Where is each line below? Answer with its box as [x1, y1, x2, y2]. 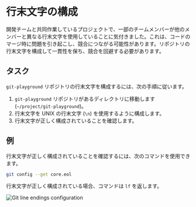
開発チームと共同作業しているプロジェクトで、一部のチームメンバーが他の [6, 26, 185, 33]
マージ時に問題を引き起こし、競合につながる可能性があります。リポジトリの [6, 40, 190, 47]
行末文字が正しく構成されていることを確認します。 [14, 117, 137, 124]
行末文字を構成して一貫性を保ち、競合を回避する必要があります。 [6, 47, 165, 54]
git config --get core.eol [6, 171, 72, 177]
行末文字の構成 [6, 5, 78, 19]
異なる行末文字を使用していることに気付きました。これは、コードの [26, 33, 191, 40]
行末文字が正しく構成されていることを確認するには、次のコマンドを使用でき [6, 152, 191, 159]
